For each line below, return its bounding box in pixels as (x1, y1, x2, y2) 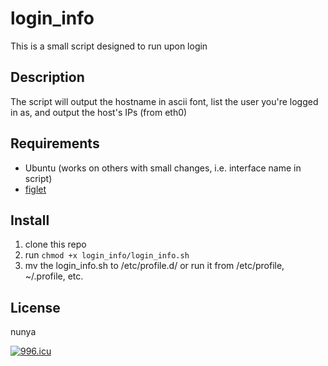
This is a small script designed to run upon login (10, 40, 208, 52)
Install (10, 212, 50, 229)
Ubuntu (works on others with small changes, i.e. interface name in (24, 162, 302, 174)
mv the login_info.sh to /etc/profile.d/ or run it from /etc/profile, (24, 260, 285, 272)
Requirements (10, 135, 100, 152)
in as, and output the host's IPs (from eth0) (10, 106, 188, 118)
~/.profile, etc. (24, 270, 84, 282)
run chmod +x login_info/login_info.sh (24, 249, 190, 261)
